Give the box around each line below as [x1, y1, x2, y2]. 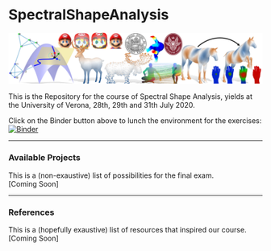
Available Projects [8, 152, 81, 163]
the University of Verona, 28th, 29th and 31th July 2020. [8, 101, 195, 110]
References [8, 207, 55, 218]
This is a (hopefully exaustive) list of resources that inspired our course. [8, 224, 248, 234]
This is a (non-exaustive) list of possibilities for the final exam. [8, 171, 215, 180]
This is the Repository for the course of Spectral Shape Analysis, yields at [8, 92, 252, 101]
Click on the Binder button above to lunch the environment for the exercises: [8, 116, 262, 125]
